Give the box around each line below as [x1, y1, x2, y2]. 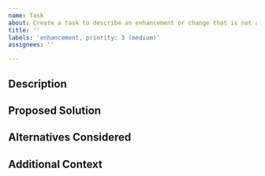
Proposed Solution [8, 103, 101, 117]
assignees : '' [8, 41, 55, 49]
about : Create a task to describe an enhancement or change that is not [8, 19, 252, 27]
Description [8, 77, 67, 91]
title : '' [8, 26, 41, 34]
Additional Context [8, 157, 103, 170]
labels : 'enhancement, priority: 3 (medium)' [8, 33, 160, 42]
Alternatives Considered [8, 131, 132, 144]
